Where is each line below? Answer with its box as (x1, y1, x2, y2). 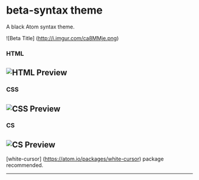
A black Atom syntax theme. (6, 23, 75, 30)
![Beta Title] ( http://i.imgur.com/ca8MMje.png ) (6, 34, 119, 41)
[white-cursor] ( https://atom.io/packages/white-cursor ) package (6, 155, 164, 163)
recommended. (6, 162, 43, 169)
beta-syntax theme (6, 4, 103, 17)
